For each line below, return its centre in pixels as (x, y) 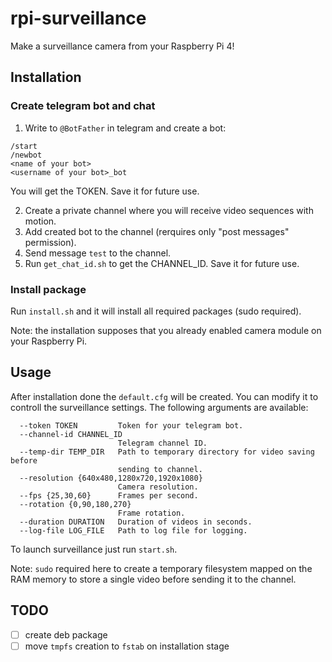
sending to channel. (160, 469)
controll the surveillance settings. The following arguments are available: (159, 407)
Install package (48, 289)
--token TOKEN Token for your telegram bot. (131, 425)
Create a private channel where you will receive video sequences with (169, 210)
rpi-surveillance (78, 18)
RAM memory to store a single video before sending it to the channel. (153, 579)
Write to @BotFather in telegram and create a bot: (125, 128)
